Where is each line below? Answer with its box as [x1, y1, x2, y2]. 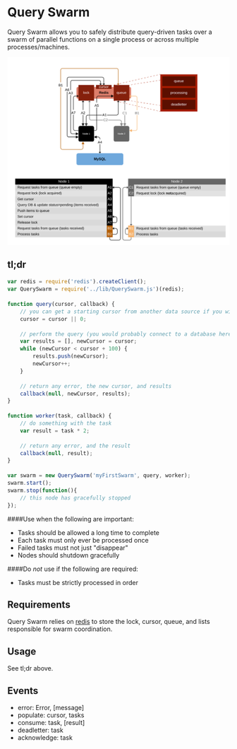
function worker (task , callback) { [7, 413, 112, 420]
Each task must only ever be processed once [17, 536, 150, 544]
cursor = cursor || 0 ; [20, 315, 87, 322]
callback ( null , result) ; [20, 449, 93, 456]
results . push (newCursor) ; [32, 353, 109, 360]
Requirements [7, 598, 71, 611]
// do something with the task [20, 420, 112, 427]
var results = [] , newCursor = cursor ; [20, 338, 138, 345]
